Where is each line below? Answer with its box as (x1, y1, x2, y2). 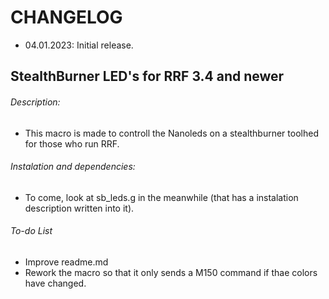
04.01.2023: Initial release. (24, 39, 134, 51)
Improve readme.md (24, 256, 109, 268)
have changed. (24, 277, 87, 289)
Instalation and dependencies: (10, 161, 136, 173)
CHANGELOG (10, 6, 123, 29)
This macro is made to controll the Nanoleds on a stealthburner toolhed (24, 127, 319, 139)
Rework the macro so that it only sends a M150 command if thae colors (24, 266, 318, 278)
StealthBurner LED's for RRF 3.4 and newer (10, 68, 285, 85)
